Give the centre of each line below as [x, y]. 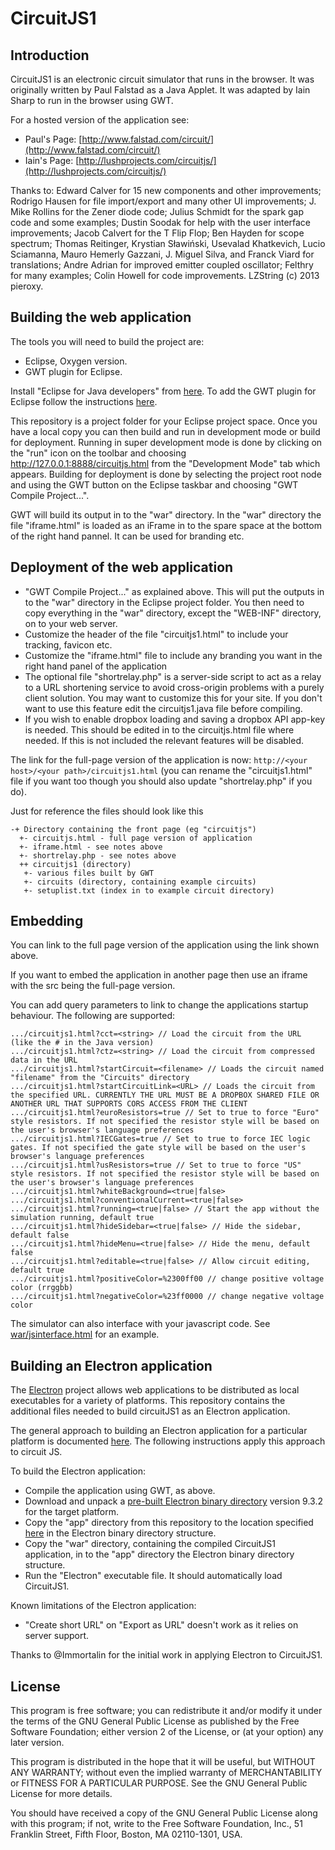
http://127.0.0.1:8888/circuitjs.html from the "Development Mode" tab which [165, 463]
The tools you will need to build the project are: [107, 341]
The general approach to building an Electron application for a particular [159, 1431]
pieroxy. [27, 286]
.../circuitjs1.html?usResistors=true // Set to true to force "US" [156, 1165]
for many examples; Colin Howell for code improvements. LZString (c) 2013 [165, 275]
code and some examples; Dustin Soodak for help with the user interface [161, 222]
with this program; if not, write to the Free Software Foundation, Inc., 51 [156, 1824]
